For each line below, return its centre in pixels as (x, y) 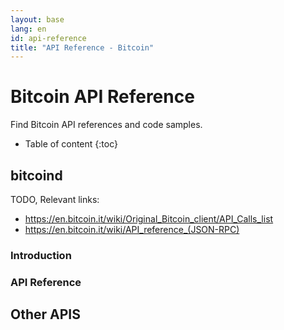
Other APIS (45, 314)
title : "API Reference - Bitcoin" (82, 47)
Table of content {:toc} (71, 144)
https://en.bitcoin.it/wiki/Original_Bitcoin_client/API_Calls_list (149, 219)
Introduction (41, 255)
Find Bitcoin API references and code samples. (106, 125)
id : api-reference (48, 38)
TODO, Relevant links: (55, 199)
